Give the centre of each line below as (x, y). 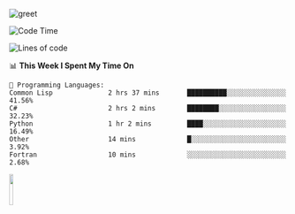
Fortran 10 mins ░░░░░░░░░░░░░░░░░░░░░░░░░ (148, 155)
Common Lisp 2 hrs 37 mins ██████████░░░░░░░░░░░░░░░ (148, 93)
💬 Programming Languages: (57, 85)
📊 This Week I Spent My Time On (72, 65)
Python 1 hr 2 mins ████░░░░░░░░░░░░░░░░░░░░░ (148, 124)
